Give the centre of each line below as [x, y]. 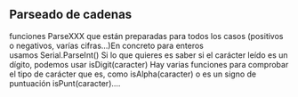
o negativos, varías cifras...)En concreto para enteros [107, 45]
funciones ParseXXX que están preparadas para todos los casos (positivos [146, 36]
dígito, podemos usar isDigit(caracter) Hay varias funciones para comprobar [149, 64]
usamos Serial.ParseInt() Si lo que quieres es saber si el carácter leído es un [149, 55]
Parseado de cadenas [71, 15]
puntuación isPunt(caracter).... [65, 83]
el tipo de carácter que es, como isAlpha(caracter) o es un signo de [133, 74]
